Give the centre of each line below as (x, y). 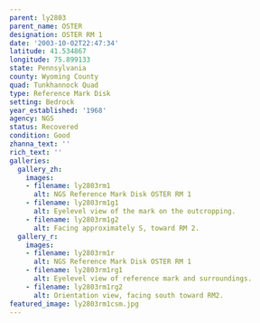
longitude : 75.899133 (50, 60)
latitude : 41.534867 (48, 52)
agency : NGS (32, 119)
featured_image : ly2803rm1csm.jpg (74, 304)
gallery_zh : (40, 169)
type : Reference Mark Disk (60, 93)
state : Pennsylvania (48, 69)
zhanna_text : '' (40, 144)
